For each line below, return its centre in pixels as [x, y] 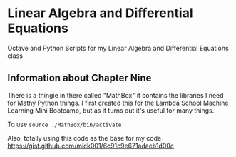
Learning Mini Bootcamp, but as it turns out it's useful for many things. [111, 110]
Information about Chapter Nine [79, 78]
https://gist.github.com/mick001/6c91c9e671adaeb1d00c [91, 146]
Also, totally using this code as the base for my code [84, 138]
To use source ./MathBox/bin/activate [65, 124]
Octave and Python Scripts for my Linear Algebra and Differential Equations [118, 48]
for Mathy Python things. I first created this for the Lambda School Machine [118, 103]
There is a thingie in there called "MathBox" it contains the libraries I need [116, 95]
